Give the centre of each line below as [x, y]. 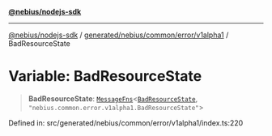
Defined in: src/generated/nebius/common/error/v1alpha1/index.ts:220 [126, 123]
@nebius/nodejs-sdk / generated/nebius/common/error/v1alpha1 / [119, 35]
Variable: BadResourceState [105, 76]
